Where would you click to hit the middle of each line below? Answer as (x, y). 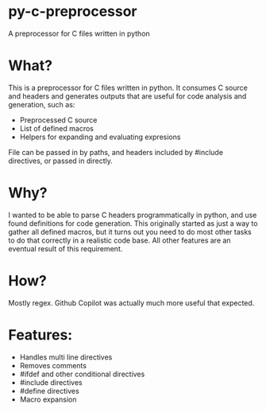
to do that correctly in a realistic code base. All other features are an (120, 240)
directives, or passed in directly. (60, 161)
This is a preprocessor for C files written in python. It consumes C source (128, 87)
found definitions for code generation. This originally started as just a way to (133, 223)
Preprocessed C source (58, 120)
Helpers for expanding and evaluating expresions (100, 137)
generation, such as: (42, 104)
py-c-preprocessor (73, 12)
